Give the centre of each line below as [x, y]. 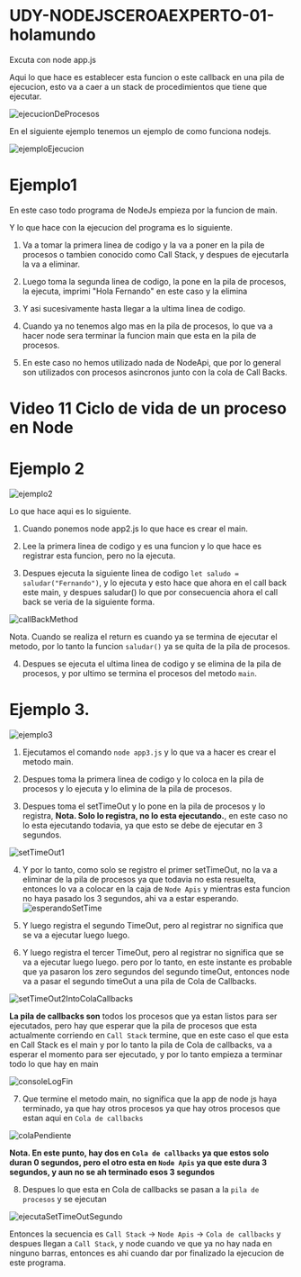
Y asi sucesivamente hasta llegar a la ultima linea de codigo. [133, 308]
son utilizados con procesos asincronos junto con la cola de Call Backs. [155, 372]
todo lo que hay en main [54, 1064]
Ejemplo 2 [47, 469]
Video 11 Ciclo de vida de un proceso [148, 408]
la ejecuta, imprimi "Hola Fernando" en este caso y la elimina [135, 291]
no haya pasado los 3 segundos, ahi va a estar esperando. [131, 898]
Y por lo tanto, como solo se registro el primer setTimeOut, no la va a [150, 869]
